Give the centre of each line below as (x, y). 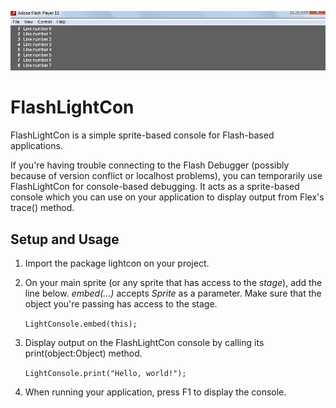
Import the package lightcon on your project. (117, 263)
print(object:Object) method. (83, 353)
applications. (36, 146)
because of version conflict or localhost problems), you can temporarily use (166, 176)
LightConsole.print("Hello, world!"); (105, 373)
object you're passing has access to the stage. (121, 303)
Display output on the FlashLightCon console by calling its (144, 342)
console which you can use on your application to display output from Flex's (167, 197)
